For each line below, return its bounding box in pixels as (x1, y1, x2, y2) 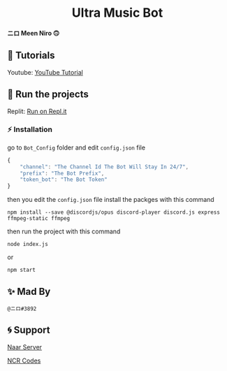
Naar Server (7, 342, 43, 351)
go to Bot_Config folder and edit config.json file (7, 143, 145, 152)
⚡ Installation (7, 124, 53, 134)
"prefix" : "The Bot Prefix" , (20, 170, 105, 177)
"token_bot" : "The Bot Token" (20, 176, 108, 183)
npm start (7, 267, 36, 274)
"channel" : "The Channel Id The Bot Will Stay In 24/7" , (20, 163, 189, 170)
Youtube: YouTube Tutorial (7, 68, 84, 76)
